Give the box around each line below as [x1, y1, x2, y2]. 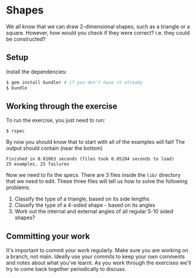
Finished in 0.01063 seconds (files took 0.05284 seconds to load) [6, 156, 175, 162]
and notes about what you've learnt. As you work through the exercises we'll [6, 259, 192, 266]
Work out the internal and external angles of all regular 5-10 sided [14, 208, 174, 215]
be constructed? [6, 35, 46, 42]
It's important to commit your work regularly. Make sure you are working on [6, 247, 189, 254]
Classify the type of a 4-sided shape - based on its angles [14, 202, 156, 209]
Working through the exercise [6, 101, 117, 111]
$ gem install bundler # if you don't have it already [6, 79, 143, 85]
